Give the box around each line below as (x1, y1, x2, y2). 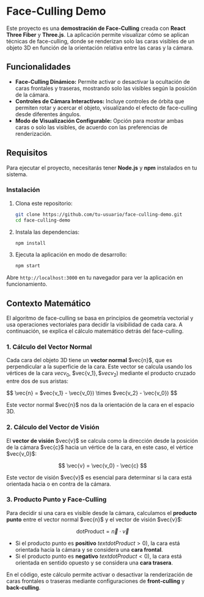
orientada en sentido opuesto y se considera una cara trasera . (15, 558, 173, 566)
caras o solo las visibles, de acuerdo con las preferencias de (15, 124, 168, 131)
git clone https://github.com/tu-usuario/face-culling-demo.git (15, 211, 183, 218)
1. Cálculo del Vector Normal (6, 343, 92, 351)
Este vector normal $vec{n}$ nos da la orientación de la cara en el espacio (6, 401, 194, 409)
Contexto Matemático (6, 298, 91, 308)
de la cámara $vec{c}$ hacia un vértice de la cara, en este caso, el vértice (6, 443, 194, 451)
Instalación (6, 185, 40, 194)
